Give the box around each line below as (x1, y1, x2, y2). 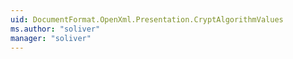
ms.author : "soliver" (10, 24, 101, 34)
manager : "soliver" (10, 33, 92, 43)
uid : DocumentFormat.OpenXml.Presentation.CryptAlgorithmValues (10, 14, 284, 25)
